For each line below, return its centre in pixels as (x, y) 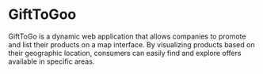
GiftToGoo (42, 15)
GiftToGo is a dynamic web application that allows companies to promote (127, 36)
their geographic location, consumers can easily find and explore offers (125, 53)
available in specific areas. (51, 61)
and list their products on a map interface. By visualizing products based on (131, 44)
